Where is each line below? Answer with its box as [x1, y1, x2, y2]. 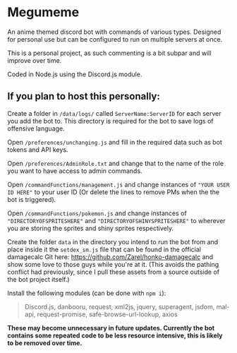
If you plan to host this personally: [7, 90, 160, 102]
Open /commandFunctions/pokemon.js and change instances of [7, 209, 187, 217]
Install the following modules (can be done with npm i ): [7, 289, 166, 297]
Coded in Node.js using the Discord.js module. [7, 70, 142, 78]
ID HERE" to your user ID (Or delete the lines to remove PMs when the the [7, 188, 220, 196]
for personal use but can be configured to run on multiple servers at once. [7, 35, 223, 43]
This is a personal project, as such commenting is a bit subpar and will [7, 49, 212, 57]
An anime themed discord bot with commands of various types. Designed [7, 28, 221, 36]
